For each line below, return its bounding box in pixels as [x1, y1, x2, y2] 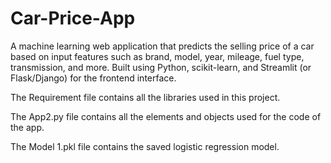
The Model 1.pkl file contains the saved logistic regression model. [10, 140, 280, 152]
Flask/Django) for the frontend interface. [10, 72, 177, 84]
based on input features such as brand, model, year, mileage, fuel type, [10, 50, 305, 62]
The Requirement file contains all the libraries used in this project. [10, 91, 281, 103]
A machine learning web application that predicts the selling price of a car [10, 40, 315, 52]
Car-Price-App [10, 7, 136, 30]
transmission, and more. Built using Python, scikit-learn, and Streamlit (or [10, 61, 312, 73]
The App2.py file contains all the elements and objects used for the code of [10, 110, 322, 122]
